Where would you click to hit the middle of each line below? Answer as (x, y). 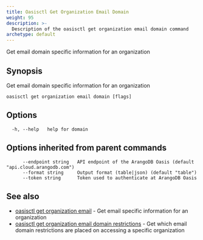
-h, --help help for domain (50, 129)
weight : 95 (20, 18)
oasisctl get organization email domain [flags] (69, 97)
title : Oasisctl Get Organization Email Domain (68, 12)
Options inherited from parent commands (87, 148)
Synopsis (24, 71)
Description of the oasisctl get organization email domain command (100, 29)
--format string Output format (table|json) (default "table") (110, 173)
